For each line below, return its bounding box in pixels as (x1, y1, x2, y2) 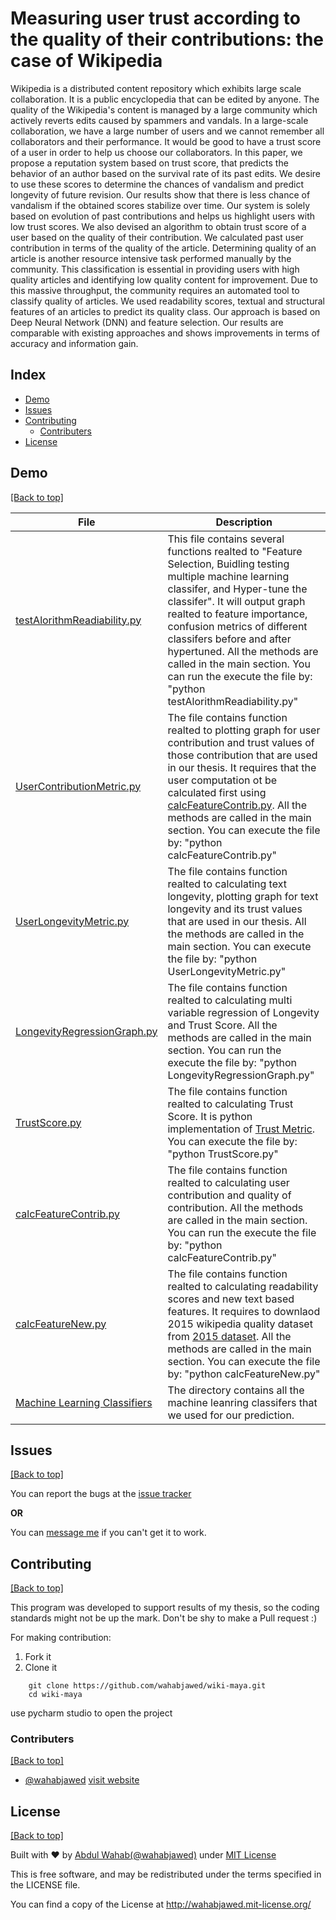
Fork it (24, 1651, 52, 1663)
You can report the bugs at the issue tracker (10, 1488, 192, 1500)
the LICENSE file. (10, 1879, 81, 1891)
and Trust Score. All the (167, 1018, 278, 1032)
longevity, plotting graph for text (167, 889, 319, 903)
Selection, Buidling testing (167, 557, 290, 571)
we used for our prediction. (167, 1408, 295, 1422)
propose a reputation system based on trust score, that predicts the (10, 157, 289, 169)
